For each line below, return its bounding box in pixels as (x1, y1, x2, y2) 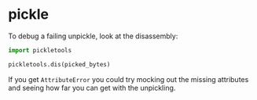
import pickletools (8, 46, 72, 54)
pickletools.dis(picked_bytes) (8, 60, 111, 68)
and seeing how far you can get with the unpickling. (8, 83, 176, 92)
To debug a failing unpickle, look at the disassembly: (8, 31, 178, 41)
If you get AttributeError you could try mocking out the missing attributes (8, 74, 249, 84)
